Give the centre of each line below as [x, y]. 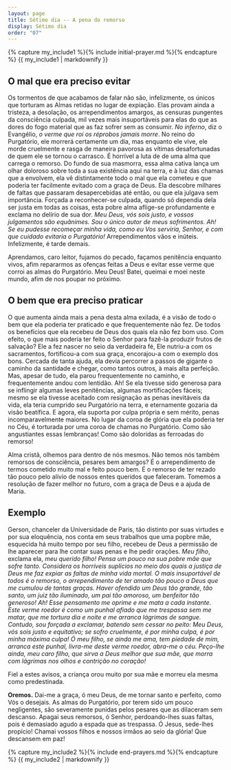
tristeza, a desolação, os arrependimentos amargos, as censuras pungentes [115, 112]
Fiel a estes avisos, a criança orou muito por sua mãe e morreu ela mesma [113, 674]
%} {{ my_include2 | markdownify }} [59, 759]
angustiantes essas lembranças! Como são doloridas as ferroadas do [106, 434]
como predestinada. [36, 681]
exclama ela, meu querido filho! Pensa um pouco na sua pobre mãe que [110, 558]
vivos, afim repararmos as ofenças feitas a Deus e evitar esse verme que [111, 265]
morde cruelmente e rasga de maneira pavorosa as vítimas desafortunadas [114, 149]
